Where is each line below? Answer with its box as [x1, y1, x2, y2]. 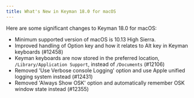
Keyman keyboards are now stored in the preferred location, [14, 54, 160, 61]
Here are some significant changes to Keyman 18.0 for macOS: [6, 24, 157, 32]
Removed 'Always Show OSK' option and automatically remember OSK [14, 79, 185, 86]
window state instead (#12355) [14, 85, 89, 92]
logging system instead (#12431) [14, 73, 93, 80]
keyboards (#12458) [14, 48, 63, 55]
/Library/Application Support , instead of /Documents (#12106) [14, 61, 165, 68]
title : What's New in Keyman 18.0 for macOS [6, 8, 116, 15]
